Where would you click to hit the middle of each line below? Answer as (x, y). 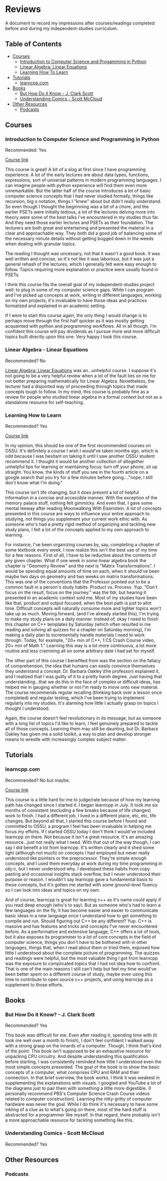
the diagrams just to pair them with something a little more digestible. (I (78, 1088)
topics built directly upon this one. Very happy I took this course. (72, 337)
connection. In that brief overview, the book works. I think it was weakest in (83, 1078)
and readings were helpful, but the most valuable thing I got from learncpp (82, 958)
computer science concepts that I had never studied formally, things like (79, 196)
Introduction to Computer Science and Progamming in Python (83, 62)
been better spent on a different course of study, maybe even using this (79, 974)
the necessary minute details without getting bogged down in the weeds (79, 239)
